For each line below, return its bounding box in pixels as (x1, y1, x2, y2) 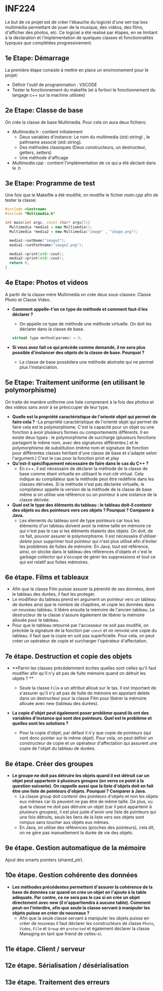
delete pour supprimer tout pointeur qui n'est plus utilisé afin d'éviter (19, 538, 157, 544)
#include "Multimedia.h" (5, 211, 55, 216)
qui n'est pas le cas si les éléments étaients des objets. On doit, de (19, 528, 153, 534)
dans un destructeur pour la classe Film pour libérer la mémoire (19, 695, 147, 701)
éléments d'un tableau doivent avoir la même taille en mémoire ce (19, 522, 151, 528)
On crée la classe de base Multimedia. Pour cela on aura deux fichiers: (5, 119, 147, 125)
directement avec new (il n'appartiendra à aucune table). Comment (12, 900, 151, 905)
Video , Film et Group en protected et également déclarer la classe (19, 926, 150, 931)
